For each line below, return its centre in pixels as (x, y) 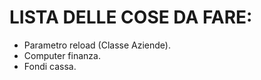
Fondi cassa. (50, 66)
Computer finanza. (62, 55)
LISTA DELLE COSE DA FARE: (131, 17)
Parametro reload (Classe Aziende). (97, 45)
